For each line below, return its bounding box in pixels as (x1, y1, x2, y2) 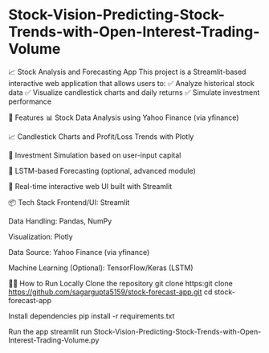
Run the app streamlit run (8, 326, 92, 336)
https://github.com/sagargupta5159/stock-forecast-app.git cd (8, 287, 213, 297)
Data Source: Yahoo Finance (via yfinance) (8, 247, 150, 257)
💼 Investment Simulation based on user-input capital (8, 150, 181, 160)
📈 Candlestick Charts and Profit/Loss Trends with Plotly (8, 131, 194, 142)
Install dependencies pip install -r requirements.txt (8, 311, 175, 321)
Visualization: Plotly (8, 232, 74, 241)
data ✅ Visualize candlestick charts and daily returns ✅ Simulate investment (8, 87, 260, 97)
